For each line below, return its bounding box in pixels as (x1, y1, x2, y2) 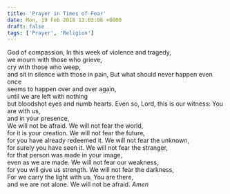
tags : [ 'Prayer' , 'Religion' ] (7, 29, 95, 37)
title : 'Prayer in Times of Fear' (7, 10, 107, 17)
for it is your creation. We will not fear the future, (7, 129, 145, 137)
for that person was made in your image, (7, 151, 123, 159)
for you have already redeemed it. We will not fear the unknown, (7, 136, 190, 145)
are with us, (7, 107, 41, 115)
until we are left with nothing (7, 93, 88, 101)
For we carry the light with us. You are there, (7, 173, 134, 182)
